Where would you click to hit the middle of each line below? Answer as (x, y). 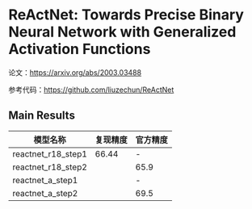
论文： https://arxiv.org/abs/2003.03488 (75, 72)
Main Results (42, 116)
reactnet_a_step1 (45, 180)
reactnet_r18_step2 (50, 167)
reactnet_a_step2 (45, 193)
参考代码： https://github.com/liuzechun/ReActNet (91, 90)
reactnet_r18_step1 (50, 153)
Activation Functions (80, 49)
